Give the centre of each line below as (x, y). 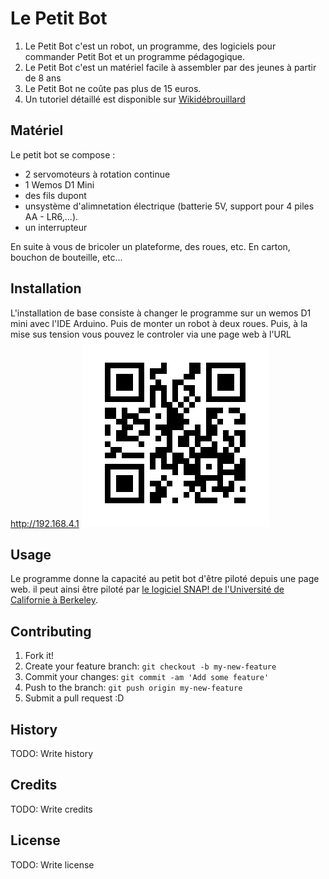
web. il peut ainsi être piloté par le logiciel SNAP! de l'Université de (147, 589)
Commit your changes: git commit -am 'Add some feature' (147, 677)
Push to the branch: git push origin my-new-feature (133, 688)
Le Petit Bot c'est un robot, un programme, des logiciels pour (150, 46)
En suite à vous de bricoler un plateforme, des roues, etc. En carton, (150, 246)
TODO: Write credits (51, 809)
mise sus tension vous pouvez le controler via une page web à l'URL (151, 334)
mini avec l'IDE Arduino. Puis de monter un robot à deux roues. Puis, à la (159, 323)
